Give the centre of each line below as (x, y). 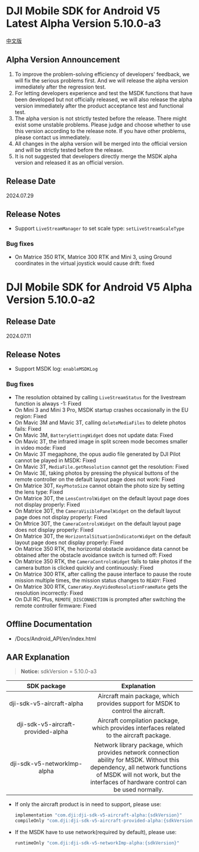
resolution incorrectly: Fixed (49, 593)
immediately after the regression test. (60, 87)
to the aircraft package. (139, 736)
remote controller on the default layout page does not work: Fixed (95, 479)
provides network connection (138, 753)
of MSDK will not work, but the (139, 775)
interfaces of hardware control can (139, 782)
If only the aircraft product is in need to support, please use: (88, 804)
